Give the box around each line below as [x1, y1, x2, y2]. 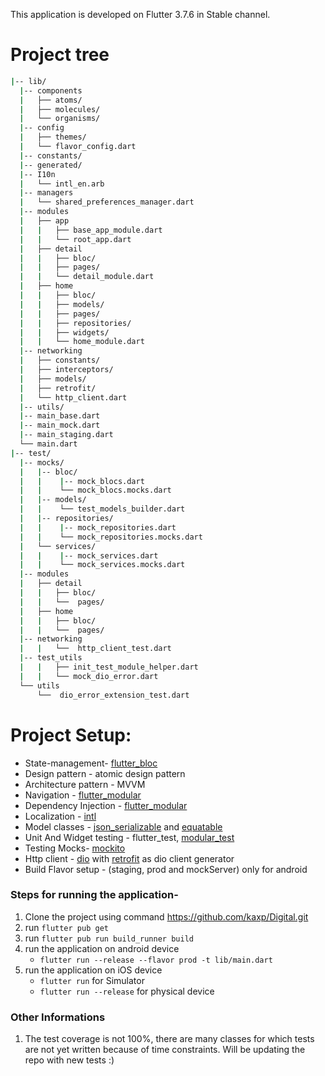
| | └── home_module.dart [19, 337, 145, 347]
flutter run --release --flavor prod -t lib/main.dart [39, 955, 273, 965]
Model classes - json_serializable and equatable [24, 820, 223, 833]
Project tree [10, 44, 110, 66]
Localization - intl [24, 810, 97, 822]
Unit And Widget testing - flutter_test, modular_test [24, 831, 235, 843]
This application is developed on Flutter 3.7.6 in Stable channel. [10, 9, 271, 20]
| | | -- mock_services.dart [19, 550, 159, 561]
